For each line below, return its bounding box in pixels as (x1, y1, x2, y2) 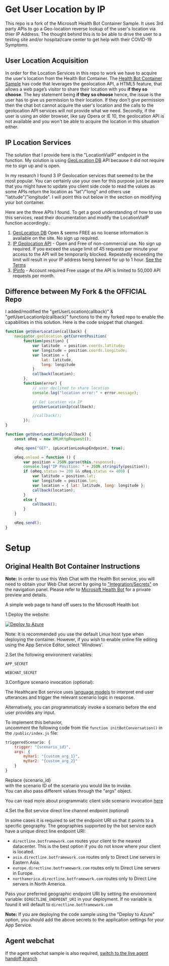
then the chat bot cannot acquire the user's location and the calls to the (5, 102, 154, 108)
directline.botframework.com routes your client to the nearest (12, 837, 142, 844)
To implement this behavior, (5, 719, 63, 725)
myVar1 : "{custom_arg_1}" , (23, 754, 80, 759)
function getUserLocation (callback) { (5, 329, 87, 334)
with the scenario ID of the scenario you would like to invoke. (5, 782, 132, 788)
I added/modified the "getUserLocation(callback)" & (5, 309, 114, 315)
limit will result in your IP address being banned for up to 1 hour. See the (12, 257, 162, 263)
